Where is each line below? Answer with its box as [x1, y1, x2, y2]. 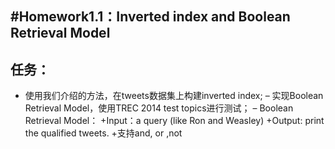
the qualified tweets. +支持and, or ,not [24, 127, 183, 139]
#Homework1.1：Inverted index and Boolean [10, 8, 291, 26]
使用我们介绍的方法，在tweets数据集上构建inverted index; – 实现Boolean [24, 90, 324, 102]
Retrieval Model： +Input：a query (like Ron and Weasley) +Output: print [24, 115, 325, 127]
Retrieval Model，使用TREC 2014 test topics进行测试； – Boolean [24, 102, 294, 114]
